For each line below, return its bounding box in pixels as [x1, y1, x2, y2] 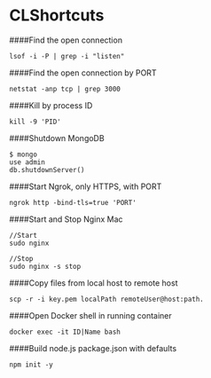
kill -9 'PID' [9, 117, 62, 126]
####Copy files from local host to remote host [9, 277, 178, 288]
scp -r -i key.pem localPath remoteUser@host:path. [9, 295, 204, 303]
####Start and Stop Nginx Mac [9, 214, 123, 224]
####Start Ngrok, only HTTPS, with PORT [9, 181, 162, 192]
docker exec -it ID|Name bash [9, 327, 121, 336]
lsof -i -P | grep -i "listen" [9, 51, 125, 60]
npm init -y [9, 360, 53, 369]
